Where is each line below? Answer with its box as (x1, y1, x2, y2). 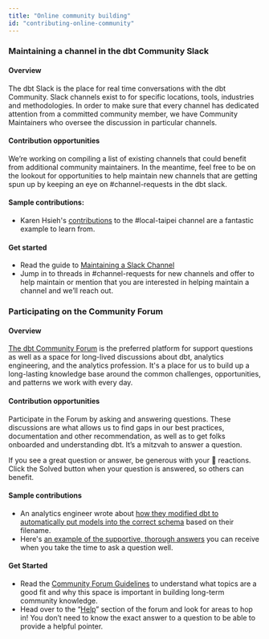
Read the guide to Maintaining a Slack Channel (19, 260, 175, 270)
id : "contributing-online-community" (8, 19, 135, 27)
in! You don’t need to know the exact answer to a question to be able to (19, 613, 255, 622)
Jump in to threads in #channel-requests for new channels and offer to (19, 269, 255, 279)
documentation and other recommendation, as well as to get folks (8, 431, 226, 441)
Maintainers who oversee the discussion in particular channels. (8, 117, 218, 127)
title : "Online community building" (8, 11, 131, 20)
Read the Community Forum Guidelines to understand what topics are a (19, 579, 257, 588)
